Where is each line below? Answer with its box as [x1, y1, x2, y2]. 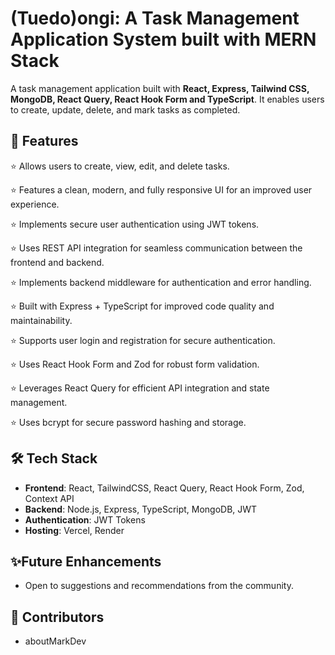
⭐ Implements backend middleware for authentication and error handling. [10, 276, 312, 288]
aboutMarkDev [24, 635, 87, 647]
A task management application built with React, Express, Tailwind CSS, [10, 82, 310, 94]
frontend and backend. [10, 256, 105, 268]
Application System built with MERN [10, 28, 317, 51]
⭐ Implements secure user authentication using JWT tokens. [10, 218, 260, 230]
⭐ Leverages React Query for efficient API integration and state [10, 382, 270, 394]
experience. [10, 198, 60, 210]
